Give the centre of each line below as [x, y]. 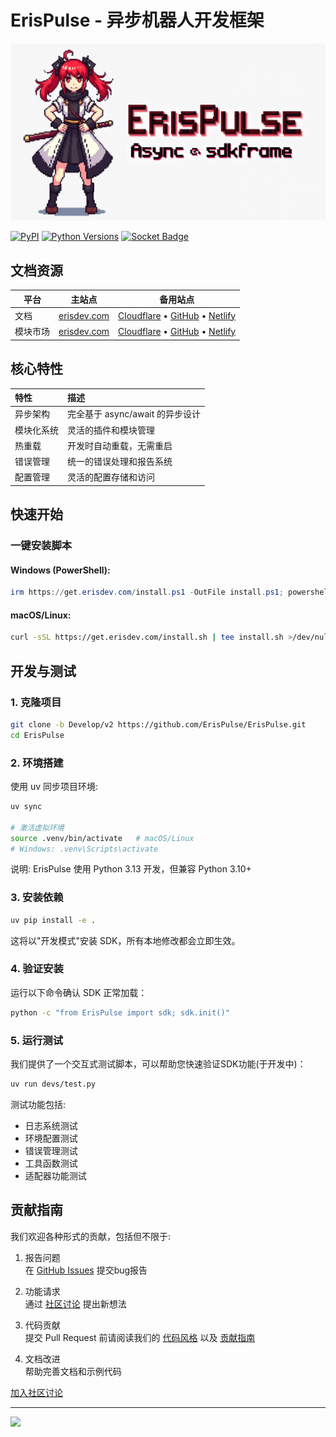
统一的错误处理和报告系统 [120, 462]
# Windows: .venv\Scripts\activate [84, 849]
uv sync [26, 807]
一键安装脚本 [41, 546]
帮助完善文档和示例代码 [73, 1371]
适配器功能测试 [55, 1175]
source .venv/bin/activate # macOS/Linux [102, 838]
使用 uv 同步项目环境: [54, 787]
